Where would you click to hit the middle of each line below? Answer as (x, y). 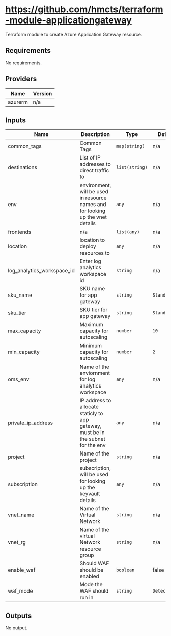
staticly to (91, 414)
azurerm (18, 102)
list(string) (132, 167)
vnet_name (21, 515)
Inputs (16, 120)
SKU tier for (94, 310)
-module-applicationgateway (69, 20)
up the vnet (93, 217)
